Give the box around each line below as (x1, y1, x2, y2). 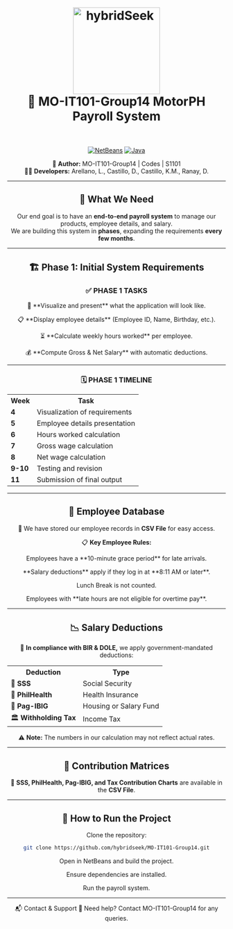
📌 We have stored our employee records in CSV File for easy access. (17, 524, 216, 532)
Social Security (83, 679, 132, 688)
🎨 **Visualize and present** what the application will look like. (27, 302, 206, 310)
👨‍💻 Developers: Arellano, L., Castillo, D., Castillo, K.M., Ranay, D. (24, 167, 209, 175)
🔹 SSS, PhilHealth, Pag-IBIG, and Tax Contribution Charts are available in (10, 778, 223, 787)
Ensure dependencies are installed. (66, 870, 167, 878)
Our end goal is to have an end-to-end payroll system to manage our (17, 212, 216, 220)
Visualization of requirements (37, 407, 132, 416)
